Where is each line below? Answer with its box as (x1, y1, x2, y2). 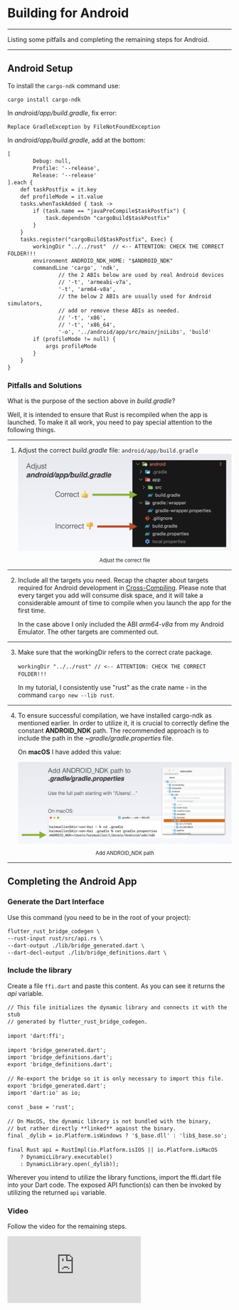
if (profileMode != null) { (33, 335, 116, 342)
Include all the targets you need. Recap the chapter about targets (17, 576, 208, 585)
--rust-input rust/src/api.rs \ (7, 935, 103, 942)
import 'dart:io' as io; (7, 1089, 81, 1096)
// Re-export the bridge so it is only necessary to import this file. (7, 1075, 224, 1082)
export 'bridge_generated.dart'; (7, 1082, 107, 1089)
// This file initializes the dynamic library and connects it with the (7, 1004, 228, 1011)
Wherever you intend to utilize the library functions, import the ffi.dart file (7, 1173, 222, 1181)
